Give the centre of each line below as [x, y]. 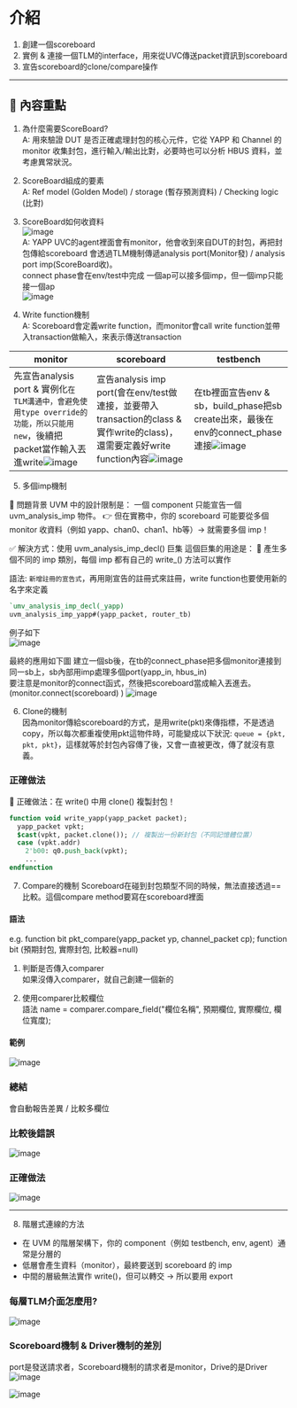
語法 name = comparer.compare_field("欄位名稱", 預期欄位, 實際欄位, [147, 1009]
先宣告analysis [44, 376]
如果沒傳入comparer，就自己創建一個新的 [98, 979]
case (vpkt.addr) [49, 843]
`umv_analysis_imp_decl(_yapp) [67, 606]
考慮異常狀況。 [49, 161]
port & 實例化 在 [45, 389]
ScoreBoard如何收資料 [63, 222]
